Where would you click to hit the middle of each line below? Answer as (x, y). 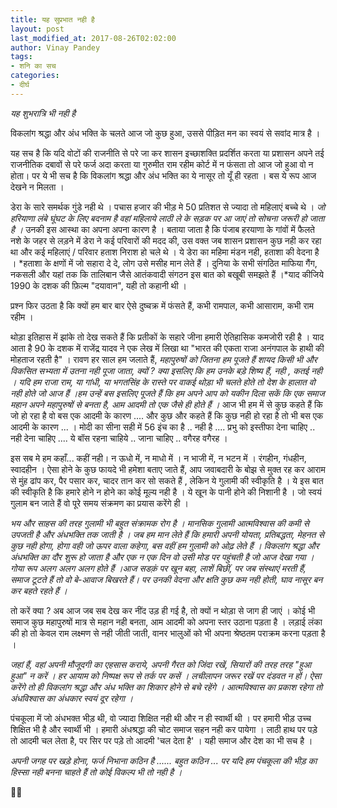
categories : (35, 76)
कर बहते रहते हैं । (39, 590)
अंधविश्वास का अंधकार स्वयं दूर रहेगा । (72, 698)
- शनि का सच (33, 66)
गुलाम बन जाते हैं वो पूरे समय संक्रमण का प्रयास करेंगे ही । (99, 503)
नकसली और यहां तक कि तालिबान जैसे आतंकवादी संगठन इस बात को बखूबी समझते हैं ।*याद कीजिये (167, 274)
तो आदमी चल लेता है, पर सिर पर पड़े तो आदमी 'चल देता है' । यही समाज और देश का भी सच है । (161, 740)
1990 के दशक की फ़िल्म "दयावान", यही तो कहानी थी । (99, 285)
